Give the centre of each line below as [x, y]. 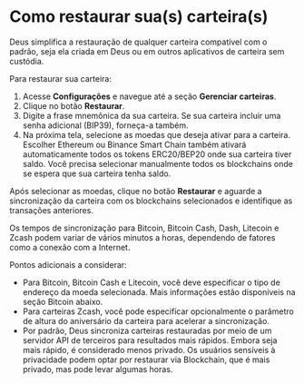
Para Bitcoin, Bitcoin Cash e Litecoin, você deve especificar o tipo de [152, 282]
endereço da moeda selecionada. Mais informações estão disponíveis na [159, 291]
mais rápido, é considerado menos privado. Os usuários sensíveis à [149, 350]
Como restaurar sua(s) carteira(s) [139, 17]
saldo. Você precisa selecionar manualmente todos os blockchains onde [157, 163]
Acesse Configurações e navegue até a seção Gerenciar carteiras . [149, 96]
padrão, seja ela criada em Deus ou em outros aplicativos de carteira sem [147, 51]
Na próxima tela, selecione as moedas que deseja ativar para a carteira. [156, 134]
